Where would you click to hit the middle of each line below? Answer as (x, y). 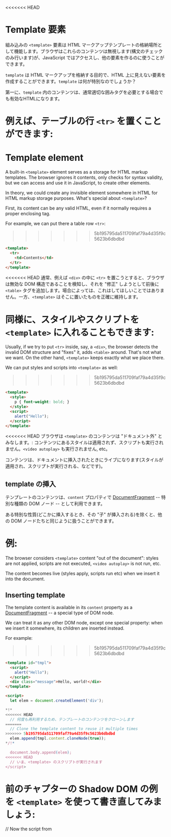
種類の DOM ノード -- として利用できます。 (60, 504)
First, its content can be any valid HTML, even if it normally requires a (78, 208)
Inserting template (35, 595)
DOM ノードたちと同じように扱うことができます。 (64, 521)
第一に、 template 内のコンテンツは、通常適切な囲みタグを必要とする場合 (82, 92)
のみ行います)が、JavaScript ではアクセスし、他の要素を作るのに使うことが (85, 57)
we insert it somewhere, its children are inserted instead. (65, 628)
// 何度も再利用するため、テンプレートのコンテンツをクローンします (72, 719)
